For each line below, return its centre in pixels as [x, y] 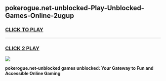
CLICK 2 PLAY [22, 48]
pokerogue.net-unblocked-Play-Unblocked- [75, 8]
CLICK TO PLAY [24, 30]
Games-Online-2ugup [40, 16]
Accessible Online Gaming [33, 73]
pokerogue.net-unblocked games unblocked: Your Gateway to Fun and [80, 68]
